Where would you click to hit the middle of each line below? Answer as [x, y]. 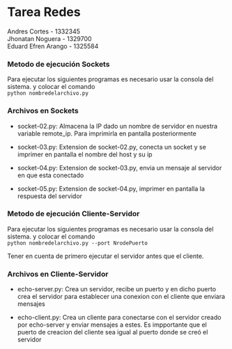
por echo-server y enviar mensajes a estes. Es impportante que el [112, 325]
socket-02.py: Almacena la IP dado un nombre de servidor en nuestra [117, 126]
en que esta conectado [51, 175]
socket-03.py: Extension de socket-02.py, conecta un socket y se [112, 147]
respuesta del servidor [49, 196]
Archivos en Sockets [43, 111]
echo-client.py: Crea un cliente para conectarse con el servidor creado [119, 318]
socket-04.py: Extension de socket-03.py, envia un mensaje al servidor [119, 168]
